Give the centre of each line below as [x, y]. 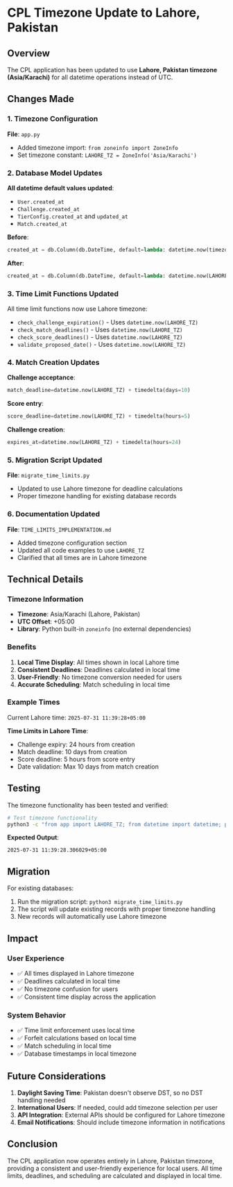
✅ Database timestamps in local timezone [77, 1054]
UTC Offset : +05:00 [46, 622]
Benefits [22, 647]
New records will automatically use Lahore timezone [92, 917]
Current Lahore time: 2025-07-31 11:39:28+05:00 [76, 717]
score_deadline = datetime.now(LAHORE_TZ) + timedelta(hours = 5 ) [99, 416]
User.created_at [41, 202]
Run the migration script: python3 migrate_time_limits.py [100, 902]
